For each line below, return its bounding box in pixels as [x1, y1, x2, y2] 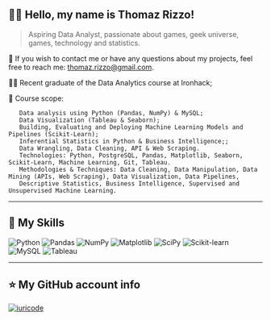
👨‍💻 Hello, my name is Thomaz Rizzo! [8, 8, 195, 22]
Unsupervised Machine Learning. [8, 186, 117, 194]
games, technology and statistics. [27, 38, 141, 48]
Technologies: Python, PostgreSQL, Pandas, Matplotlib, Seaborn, [19, 151, 244, 160]
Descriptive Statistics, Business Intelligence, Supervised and [19, 179, 240, 188]
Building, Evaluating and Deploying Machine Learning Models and [19, 123, 244, 131]
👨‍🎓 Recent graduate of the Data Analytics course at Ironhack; [8, 77, 213, 87]
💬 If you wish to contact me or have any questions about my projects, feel [8, 53, 253, 63]
